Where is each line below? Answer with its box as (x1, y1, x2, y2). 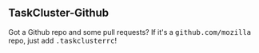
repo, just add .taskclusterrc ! (8, 36, 118, 45)
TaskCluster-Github (8, 6, 110, 20)
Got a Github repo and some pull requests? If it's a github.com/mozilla (8, 27, 252, 36)
